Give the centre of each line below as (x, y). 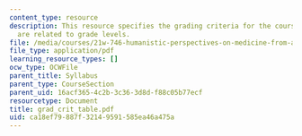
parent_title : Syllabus (54, 76)
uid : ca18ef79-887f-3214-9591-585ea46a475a (92, 117)
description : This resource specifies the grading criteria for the (140, 26)
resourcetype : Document (54, 101)
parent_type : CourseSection (62, 84)
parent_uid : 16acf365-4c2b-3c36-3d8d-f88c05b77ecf (106, 92)
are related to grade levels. (74, 34)
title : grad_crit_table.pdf (62, 109)
